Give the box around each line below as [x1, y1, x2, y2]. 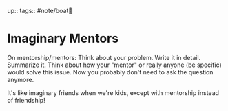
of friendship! [7, 96, 46, 104]
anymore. [7, 75, 34, 83]
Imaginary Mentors [7, 31, 119, 46]
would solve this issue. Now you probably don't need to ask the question [7, 68, 214, 76]
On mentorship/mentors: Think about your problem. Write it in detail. [7, 53, 201, 61]
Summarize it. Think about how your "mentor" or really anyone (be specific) [7, 61, 222, 69]
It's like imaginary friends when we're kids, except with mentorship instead [7, 88, 219, 97]
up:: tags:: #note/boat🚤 [7, 7, 73, 14]
